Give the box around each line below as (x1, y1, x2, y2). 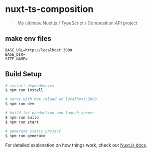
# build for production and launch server (5, 111, 95, 116)
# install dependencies (5, 83, 55, 88)
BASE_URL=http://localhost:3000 (5, 47, 72, 53)
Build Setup (5, 70, 42, 78)
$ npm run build (5, 115, 39, 120)
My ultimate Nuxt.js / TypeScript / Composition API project (17, 20, 138, 26)
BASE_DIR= (5, 52, 26, 57)
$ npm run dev (5, 101, 35, 107)
